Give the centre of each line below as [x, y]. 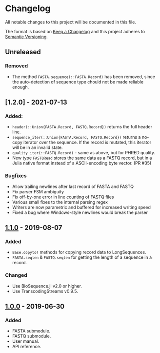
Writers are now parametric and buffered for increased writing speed [81, 207]
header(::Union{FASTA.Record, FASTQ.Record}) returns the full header [82, 127]
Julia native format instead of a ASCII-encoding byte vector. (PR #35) [82, 163]
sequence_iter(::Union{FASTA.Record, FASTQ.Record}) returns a [76, 137]
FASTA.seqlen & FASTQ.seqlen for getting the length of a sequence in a [82, 257]
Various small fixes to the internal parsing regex [60, 202]
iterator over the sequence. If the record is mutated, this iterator [88, 143]
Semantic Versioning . [26, 37]
